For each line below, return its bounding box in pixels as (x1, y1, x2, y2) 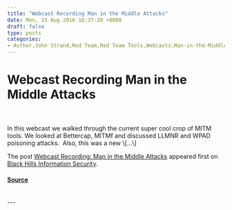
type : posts (7, 29, 41, 37)
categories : (7, 36, 41, 43)
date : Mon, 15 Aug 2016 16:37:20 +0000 (7, 17, 122, 23)
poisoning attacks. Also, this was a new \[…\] (7, 139, 137, 147)
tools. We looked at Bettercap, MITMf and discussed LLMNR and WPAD (7, 131, 211, 140)
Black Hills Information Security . (7, 160, 98, 168)
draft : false (7, 23, 45, 30)
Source (7, 175, 29, 184)
